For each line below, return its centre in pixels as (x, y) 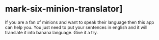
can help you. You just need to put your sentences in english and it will (76, 27)
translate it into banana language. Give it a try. (52, 32)
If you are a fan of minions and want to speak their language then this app (80, 22)
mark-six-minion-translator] (64, 9)
